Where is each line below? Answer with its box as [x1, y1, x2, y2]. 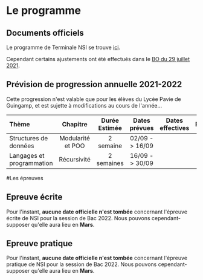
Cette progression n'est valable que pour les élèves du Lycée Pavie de [6, 95, 181, 103]
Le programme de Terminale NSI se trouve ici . [6, 44, 121, 51]
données [9, 142, 34, 150]
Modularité [59, 134, 91, 142]
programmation [9, 158, 53, 167]
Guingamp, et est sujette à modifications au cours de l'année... [6, 102, 163, 109]
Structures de [9, 134, 48, 142]
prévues [129, 123, 154, 132]
